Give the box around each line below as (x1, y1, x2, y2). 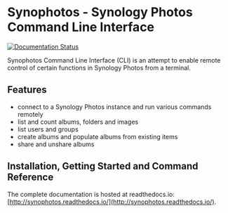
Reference (7, 172, 54, 183)
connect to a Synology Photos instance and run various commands (17, 103, 212, 111)
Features (7, 84, 47, 96)
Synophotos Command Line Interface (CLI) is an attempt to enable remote (7, 56, 221, 64)
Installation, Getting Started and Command (7, 160, 199, 172)
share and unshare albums (17, 140, 95, 148)
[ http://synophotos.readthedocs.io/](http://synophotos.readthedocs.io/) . (7, 198, 217, 206)
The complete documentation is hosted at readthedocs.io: (7, 190, 175, 198)
